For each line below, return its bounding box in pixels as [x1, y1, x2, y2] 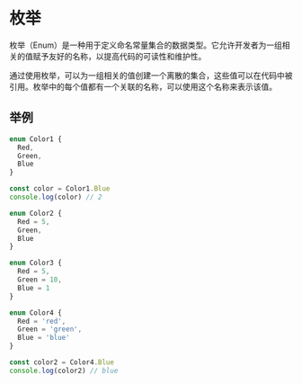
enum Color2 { [9, 209, 63, 218]
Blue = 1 [17, 283, 50, 292]
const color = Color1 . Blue [9, 184, 111, 193]
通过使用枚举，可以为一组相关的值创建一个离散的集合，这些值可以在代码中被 [9, 69, 293, 81]
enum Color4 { [9, 308, 63, 317]
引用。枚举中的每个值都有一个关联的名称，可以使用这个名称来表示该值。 [9, 81, 277, 92]
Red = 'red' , [17, 317, 67, 326]
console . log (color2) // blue [9, 366, 119, 375]
